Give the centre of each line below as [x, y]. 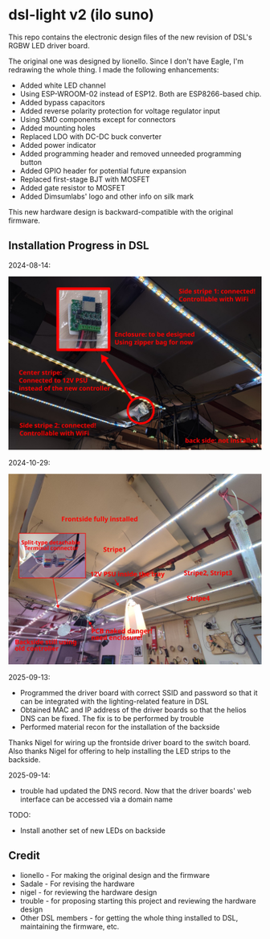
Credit [24, 856]
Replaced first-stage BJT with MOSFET [85, 179]
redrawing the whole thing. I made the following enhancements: [114, 69]
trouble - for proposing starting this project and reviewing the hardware [138, 900]
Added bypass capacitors [63, 102]
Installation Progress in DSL [79, 246]
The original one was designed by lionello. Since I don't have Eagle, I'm [126, 61]
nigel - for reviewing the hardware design [88, 892]
